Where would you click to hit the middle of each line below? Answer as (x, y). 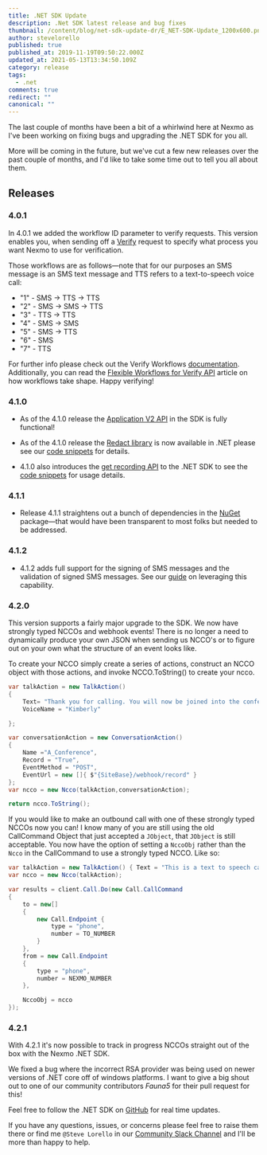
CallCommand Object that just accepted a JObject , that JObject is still (122, 836)
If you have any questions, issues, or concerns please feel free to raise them (133, 1126)
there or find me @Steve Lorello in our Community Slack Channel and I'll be (132, 1134)
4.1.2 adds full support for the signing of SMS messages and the (125, 568)
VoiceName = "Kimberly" (62, 709)
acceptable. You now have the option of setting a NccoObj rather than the (127, 844)
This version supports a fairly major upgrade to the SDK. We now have (123, 623)
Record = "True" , (51, 760)
